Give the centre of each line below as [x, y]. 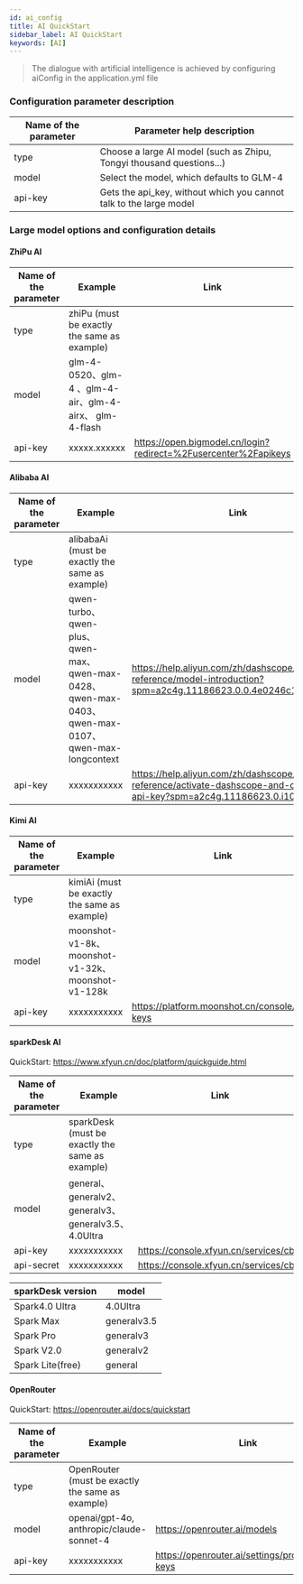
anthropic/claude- [108, 1529]
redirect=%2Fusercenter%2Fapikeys [212, 453]
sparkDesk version [55, 1292]
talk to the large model [147, 203]
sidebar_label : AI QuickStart [66, 34]
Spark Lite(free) [47, 1366]
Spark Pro [35, 1336]
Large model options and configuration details [113, 230]
